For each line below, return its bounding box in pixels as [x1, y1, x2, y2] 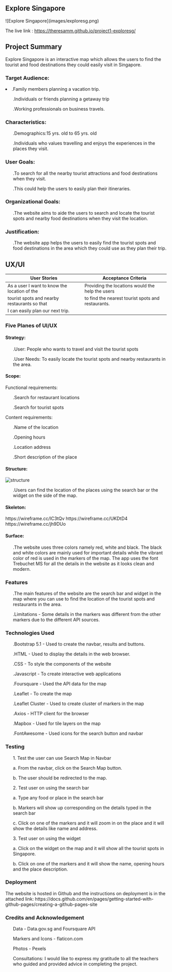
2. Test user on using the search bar [12, 784, 90, 791]
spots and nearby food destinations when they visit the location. [12, 215, 148, 221]
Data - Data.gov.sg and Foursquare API [12, 926, 96, 932]
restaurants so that [7, 300, 48, 306]
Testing [5, 743, 25, 750]
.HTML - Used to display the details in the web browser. [12, 651, 131, 657]
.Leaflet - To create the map [12, 691, 72, 697]
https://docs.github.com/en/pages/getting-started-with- [35, 896, 154, 902]
